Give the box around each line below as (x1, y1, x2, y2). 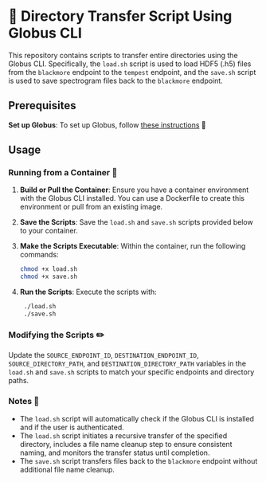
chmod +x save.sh (19, 272, 78, 281)
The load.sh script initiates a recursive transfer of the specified (19, 430, 228, 441)
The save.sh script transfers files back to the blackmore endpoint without (19, 456, 258, 465)
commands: (19, 250, 59, 260)
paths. (8, 376, 29, 386)
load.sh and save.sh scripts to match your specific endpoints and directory (8, 367, 255, 377)
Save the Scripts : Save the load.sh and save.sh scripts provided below (19, 217, 253, 227)
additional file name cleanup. (19, 464, 115, 474)
